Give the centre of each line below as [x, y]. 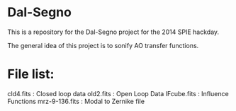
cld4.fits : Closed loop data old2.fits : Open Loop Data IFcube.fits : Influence [118, 93]
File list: [31, 74]
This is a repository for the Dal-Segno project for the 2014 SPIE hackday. [113, 32]
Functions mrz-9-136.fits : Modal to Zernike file [76, 101]
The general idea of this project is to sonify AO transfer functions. [103, 45]
